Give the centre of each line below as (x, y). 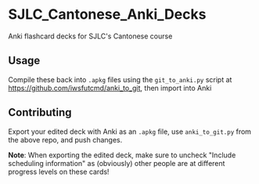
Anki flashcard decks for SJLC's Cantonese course (90, 36)
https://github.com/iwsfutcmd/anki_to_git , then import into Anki (110, 88)
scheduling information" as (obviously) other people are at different (117, 163)
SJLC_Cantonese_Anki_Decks (107, 14)
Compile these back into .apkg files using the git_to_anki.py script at (120, 79)
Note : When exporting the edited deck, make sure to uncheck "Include (122, 155)
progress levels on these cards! (59, 171)
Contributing (40, 112)
